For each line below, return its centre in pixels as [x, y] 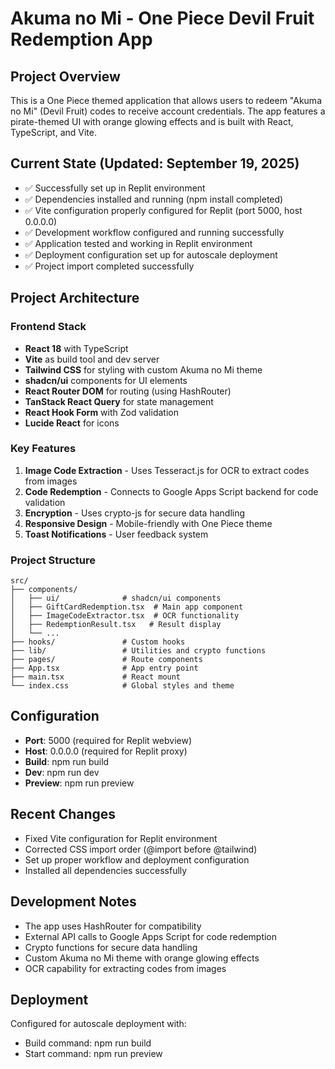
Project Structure [53, 560]
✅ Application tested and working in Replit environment [138, 243]
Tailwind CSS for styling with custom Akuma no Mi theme [143, 369]
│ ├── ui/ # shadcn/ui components [116, 598]
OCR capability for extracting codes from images [125, 968]
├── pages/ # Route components [106, 660]
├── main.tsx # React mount [96, 677]
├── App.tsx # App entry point [104, 668]
